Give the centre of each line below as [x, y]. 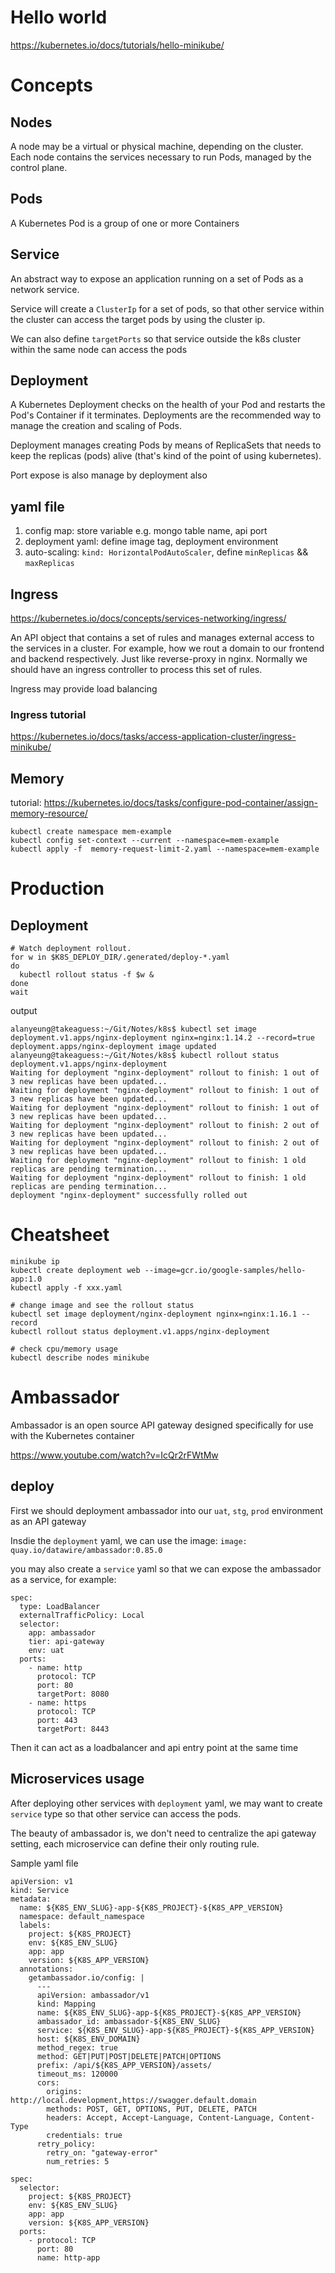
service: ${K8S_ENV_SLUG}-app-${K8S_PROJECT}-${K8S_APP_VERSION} [175, 2030]
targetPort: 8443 [73, 1729]
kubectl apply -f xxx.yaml [66, 1288]
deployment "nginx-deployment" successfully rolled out [129, 1196]
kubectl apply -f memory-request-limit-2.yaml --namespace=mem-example [165, 849]
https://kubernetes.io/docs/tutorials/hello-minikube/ [117, 45]
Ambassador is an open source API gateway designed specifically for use [162, 1425]
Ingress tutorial [48, 714]
